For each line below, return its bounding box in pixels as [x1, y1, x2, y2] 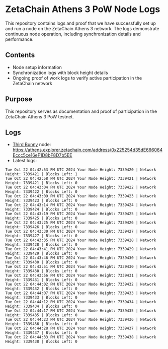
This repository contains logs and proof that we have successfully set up [5, 20, 156, 26]
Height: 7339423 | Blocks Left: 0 [5, 198, 78, 203]
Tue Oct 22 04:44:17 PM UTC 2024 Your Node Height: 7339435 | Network [5, 308, 156, 313]
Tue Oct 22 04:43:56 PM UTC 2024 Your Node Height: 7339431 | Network [5, 273, 156, 278]
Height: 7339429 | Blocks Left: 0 [5, 251, 78, 256]
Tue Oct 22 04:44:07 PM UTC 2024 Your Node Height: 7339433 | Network [5, 291, 156, 296]
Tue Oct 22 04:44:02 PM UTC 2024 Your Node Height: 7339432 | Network [5, 282, 156, 287]
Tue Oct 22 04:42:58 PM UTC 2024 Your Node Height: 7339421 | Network [5, 176, 156, 181]
